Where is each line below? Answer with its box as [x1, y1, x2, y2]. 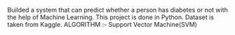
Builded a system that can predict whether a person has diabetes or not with [7, 6, 228, 14]
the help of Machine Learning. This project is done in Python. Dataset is [7, 13, 215, 21]
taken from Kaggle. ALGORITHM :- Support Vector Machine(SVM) [7, 21, 198, 28]
